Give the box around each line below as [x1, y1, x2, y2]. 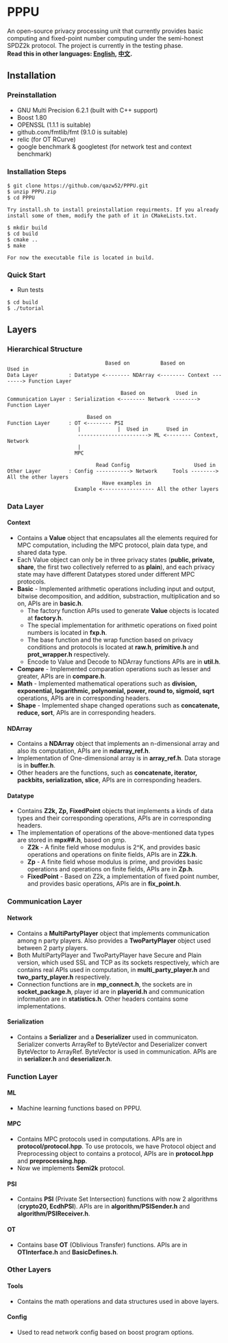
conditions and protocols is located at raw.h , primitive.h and [27, 643, 199, 651]
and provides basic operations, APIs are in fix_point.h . [27, 880, 181, 888]
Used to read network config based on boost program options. [16, 1328, 194, 1336]
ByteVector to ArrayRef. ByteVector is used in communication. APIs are [16, 1047, 217, 1056]
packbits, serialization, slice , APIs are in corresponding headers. [16, 776, 202, 784]
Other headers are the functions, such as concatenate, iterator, [16, 769, 197, 777]
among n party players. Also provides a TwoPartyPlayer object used [16, 936, 211, 945]
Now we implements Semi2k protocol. [16, 1164, 125, 1172]
